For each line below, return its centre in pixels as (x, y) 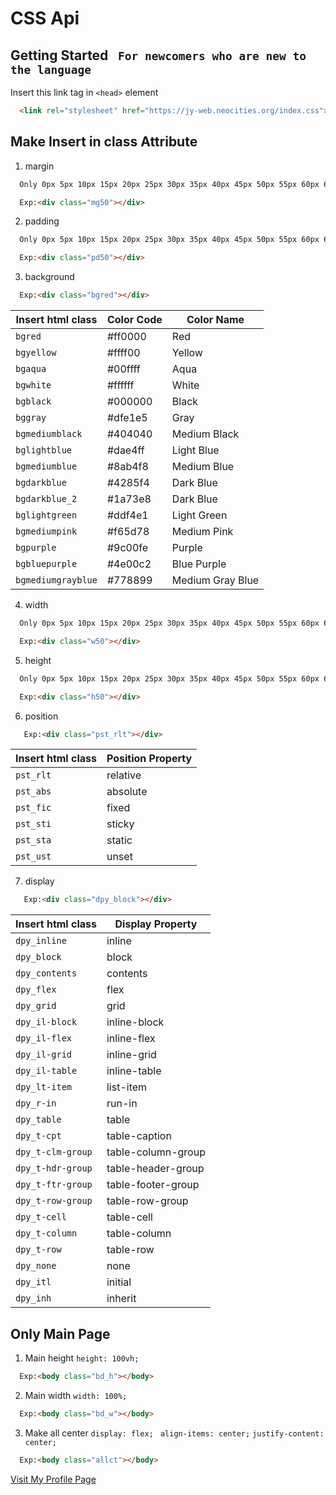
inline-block (135, 1022)
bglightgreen (46, 515)
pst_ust (33, 856)
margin (39, 166)
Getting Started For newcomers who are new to (158, 55)
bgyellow (36, 353)
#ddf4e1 (127, 515)
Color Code (134, 320)
